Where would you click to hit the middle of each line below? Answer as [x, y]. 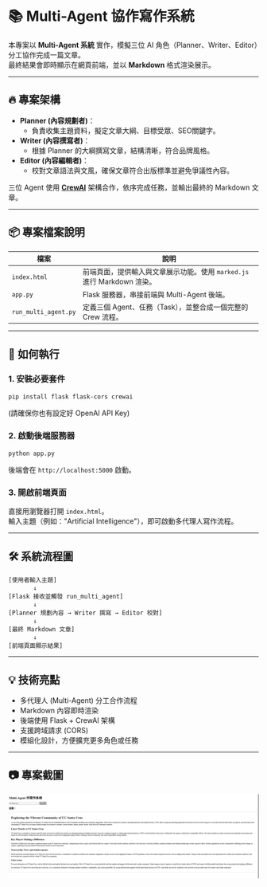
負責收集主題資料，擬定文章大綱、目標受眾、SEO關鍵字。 [126, 130]
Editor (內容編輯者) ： [54, 160]
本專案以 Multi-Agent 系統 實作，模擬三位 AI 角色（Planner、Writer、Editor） [133, 45]
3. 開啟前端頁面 [38, 493]
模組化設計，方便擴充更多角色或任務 [79, 740]
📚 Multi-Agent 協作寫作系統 [101, 16]
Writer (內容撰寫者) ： [55, 140]
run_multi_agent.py [44, 312]
